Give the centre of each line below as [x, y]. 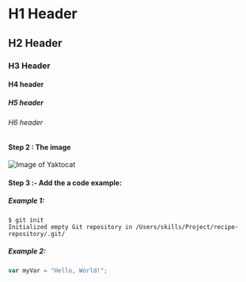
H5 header [26, 102]
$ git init [26, 220]
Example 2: [27, 251]
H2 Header [35, 43]
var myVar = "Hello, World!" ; [58, 270]
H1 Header [43, 14]
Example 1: [26, 201]
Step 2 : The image [40, 147]
